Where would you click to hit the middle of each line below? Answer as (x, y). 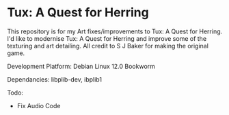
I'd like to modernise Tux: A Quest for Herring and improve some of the (107, 38)
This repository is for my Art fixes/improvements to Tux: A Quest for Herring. (115, 31)
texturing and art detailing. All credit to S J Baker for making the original (108, 46)
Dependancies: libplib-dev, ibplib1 (55, 79)
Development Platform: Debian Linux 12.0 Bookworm (81, 66)
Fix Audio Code (39, 105)
